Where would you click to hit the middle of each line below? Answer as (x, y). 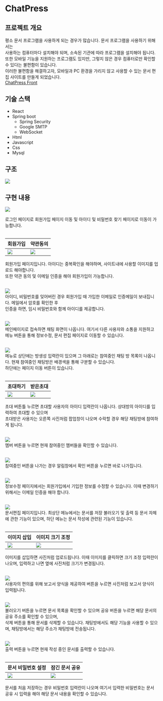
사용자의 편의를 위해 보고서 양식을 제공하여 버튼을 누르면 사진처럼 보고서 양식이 (80, 584)
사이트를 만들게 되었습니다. (36, 77)
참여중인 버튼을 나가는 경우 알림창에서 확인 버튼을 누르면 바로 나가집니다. (74, 466)
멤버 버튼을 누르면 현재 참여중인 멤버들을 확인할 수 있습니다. (62, 446)
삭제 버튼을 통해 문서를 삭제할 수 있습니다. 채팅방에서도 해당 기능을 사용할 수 (77, 623)
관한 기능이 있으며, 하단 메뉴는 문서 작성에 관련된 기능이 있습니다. (72, 519)
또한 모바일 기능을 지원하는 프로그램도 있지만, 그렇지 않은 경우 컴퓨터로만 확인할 (80, 59)
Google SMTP (33, 127)
